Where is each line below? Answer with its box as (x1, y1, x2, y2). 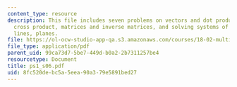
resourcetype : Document (7, 56, 78, 63)
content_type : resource (7, 10, 78, 18)
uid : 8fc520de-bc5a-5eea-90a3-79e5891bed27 (7, 69, 138, 76)
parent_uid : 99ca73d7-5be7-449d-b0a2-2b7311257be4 (7, 50, 159, 57)
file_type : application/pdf (7, 43, 90, 50)
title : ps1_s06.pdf (7, 62, 65, 69)
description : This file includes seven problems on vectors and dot (7, 17, 213, 24)
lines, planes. (13, 29, 59, 37)
